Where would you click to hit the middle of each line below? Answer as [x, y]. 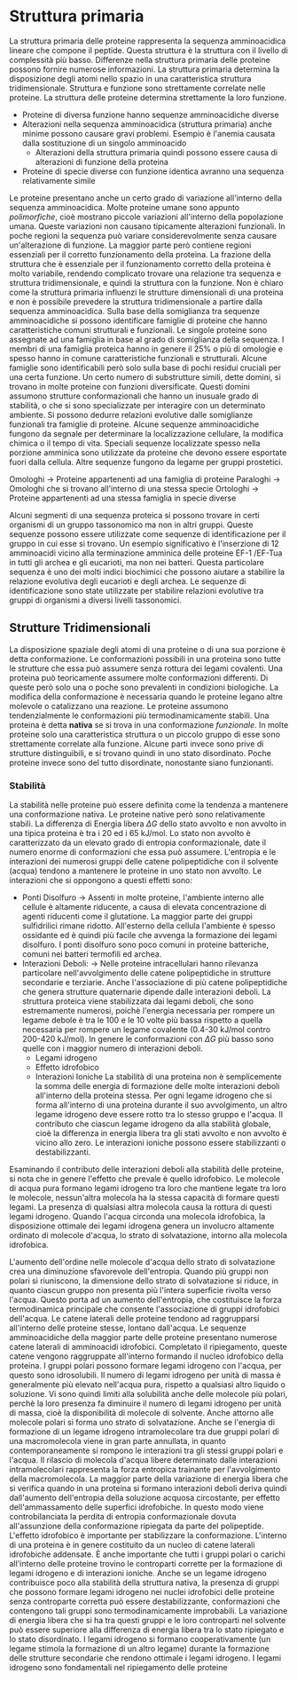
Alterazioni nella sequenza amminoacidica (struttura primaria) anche [147, 124]
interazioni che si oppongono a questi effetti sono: [101, 880]
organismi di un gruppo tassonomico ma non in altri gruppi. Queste [131, 525]
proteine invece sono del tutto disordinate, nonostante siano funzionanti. [141, 762]
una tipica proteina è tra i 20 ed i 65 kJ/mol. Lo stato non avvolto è [130, 833]
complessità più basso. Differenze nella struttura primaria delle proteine [140, 59]
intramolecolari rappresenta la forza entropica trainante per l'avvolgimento [145, 1470]
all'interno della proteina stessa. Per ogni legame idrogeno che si [153, 1096]
